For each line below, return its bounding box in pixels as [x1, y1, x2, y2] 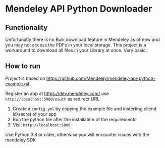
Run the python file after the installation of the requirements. [12, 116, 138, 122]
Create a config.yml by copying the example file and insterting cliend [12, 106, 156, 112]
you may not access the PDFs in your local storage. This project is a [5, 42, 146, 48]
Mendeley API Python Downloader [5, 3, 152, 15]
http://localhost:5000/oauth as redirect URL [5, 95, 100, 102]
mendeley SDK [5, 137, 36, 143]
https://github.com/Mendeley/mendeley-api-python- [46, 75, 155, 81]
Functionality [5, 23, 48, 32]
